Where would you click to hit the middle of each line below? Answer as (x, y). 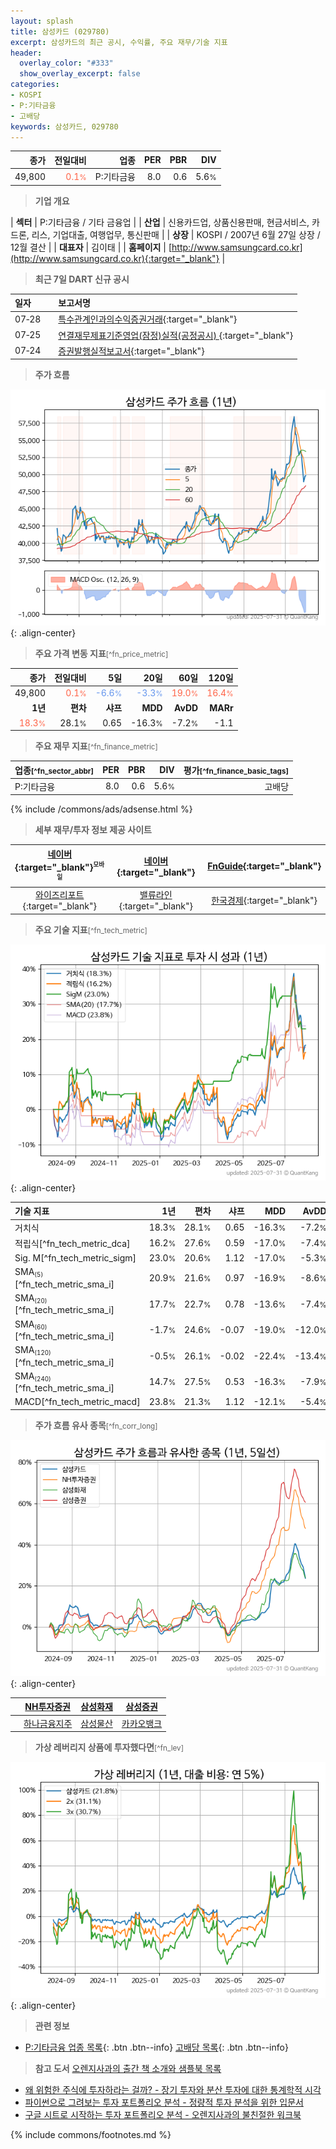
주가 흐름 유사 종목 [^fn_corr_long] (96, 1425)
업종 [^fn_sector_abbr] (54, 770)
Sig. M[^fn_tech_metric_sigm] (75, 1258)
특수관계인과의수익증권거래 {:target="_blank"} (148, 319)
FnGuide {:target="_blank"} (264, 866)
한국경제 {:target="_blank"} (264, 900)
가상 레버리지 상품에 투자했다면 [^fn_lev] (109, 1747)
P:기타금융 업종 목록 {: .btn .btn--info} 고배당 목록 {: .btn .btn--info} (156, 2047)
